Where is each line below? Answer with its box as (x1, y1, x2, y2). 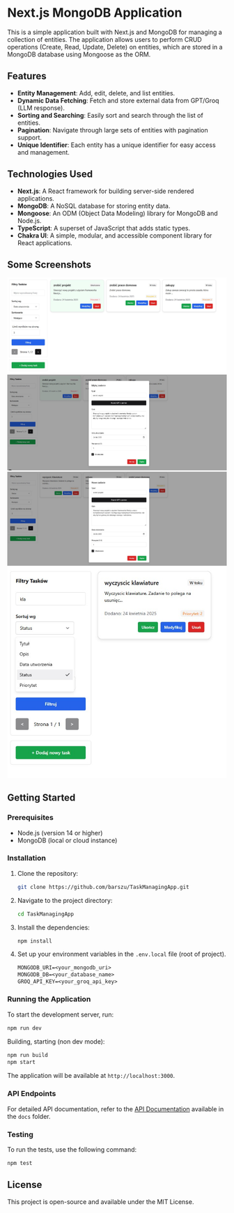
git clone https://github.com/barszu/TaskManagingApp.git (17, 883, 189, 890)
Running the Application (7, 994, 91, 1004)
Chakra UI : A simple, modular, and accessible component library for (17, 231, 212, 240)
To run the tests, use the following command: (7, 1145, 137, 1154)
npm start (7, 1059, 36, 1066)
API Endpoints (7, 1089, 56, 1099)
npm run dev (7, 1024, 42, 1032)
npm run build (7, 1051, 49, 1058)
